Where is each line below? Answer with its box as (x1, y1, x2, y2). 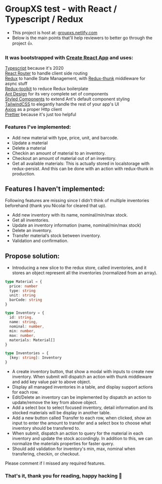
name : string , (9, 320, 38, 325)
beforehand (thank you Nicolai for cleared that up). (5, 203, 107, 209)
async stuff (5, 81, 28, 87)
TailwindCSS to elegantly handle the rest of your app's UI (5, 101, 119, 107)
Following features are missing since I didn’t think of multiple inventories (5, 198, 149, 203)
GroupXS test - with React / (5, 3, 117, 15)
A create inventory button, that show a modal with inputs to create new (12, 369, 154, 375)
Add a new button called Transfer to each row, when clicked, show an (12, 415, 152, 421)
